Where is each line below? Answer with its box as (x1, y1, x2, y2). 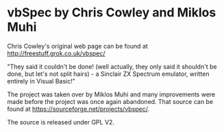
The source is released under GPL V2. (7, 118, 115, 126)
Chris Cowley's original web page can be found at (7, 42, 149, 50)
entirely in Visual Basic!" (7, 77, 75, 85)
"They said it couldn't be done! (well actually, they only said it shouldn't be (7, 62, 217, 70)
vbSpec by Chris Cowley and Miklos (7, 5, 216, 21)
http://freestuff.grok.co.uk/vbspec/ (7, 49, 105, 57)
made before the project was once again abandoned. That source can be (7, 97, 214, 105)
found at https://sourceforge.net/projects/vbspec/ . (7, 105, 150, 113)
